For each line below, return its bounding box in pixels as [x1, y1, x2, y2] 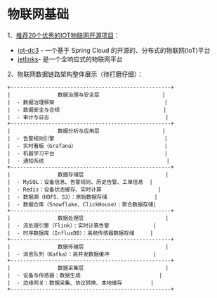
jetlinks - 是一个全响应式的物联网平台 [17, 54, 123, 63]
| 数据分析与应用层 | [7, 128, 166, 135]
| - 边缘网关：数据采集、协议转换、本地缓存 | [7, 279, 154, 286]
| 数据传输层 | [7, 243, 169, 250]
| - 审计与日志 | [7, 113, 169, 120]
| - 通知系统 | [7, 157, 170, 164]
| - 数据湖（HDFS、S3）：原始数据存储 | [7, 193, 158, 201]
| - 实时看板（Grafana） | [7, 142, 168, 149]
